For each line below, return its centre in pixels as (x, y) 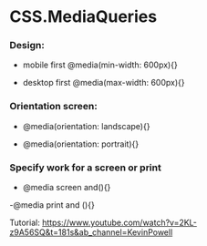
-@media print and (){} (52, 205)
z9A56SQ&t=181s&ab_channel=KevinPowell (91, 232)
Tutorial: (25, 223)
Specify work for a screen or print (85, 168)
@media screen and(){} (67, 188)
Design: (27, 46)
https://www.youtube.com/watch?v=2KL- (120, 223)
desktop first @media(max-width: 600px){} (103, 83)
